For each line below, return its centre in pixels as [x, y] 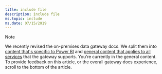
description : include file [32, 14]
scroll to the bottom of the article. [38, 67]
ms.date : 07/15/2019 [26, 23]
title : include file [26, 9]
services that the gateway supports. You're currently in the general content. [81, 57]
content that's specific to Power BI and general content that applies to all [78, 52]
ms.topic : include [24, 18]
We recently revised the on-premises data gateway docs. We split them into [81, 46]
